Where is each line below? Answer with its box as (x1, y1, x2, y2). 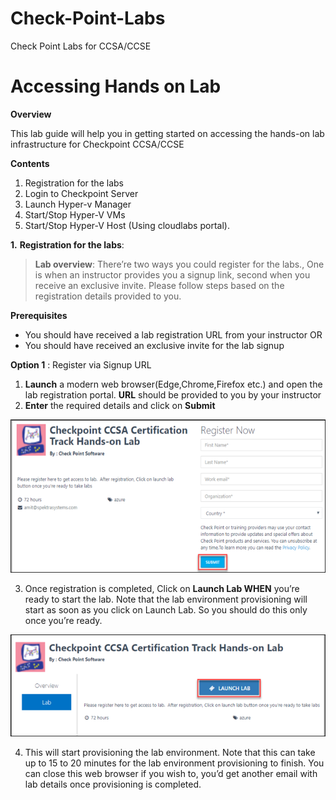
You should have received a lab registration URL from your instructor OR (24, 328, 323, 341)
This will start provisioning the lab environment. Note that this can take (24, 747, 316, 759)
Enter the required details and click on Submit (24, 399, 216, 411)
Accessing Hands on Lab (10, 75, 222, 98)
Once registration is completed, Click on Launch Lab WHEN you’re (24, 583, 300, 595)
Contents (10, 157, 50, 169)
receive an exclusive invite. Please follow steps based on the (34, 279, 285, 291)
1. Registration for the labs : (10, 238, 125, 251)
